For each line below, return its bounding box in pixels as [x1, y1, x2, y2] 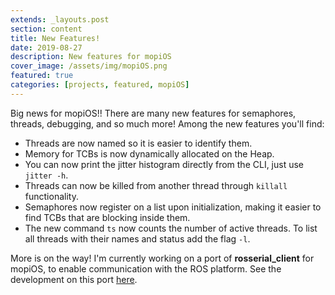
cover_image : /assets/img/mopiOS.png [10, 61, 168, 71]
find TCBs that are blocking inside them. [24, 211, 191, 223]
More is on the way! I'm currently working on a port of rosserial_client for [10, 252, 315, 264]
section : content [10, 24, 83, 34]
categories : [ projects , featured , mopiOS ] [10, 80, 190, 90]
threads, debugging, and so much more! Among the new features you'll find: [10, 117, 325, 130]
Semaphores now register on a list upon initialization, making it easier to [24, 201, 322, 213]
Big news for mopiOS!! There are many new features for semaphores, [10, 107, 297, 119]
